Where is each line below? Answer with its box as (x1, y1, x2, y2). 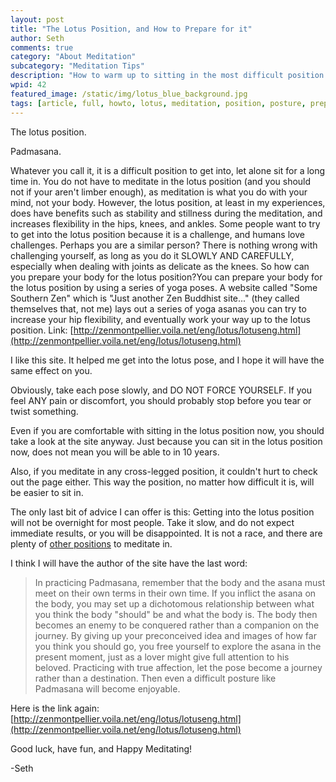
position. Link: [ (10, 324, 74, 336)
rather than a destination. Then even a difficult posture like (34, 672, 277, 684)
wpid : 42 (10, 80, 47, 90)
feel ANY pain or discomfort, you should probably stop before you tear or (10, 394, 312, 406)
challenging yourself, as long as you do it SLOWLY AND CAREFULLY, (10, 249, 295, 261)
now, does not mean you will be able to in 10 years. (10, 446, 220, 458)
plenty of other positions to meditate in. (10, 537, 173, 550)
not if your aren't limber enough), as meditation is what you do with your (10, 186, 308, 198)
